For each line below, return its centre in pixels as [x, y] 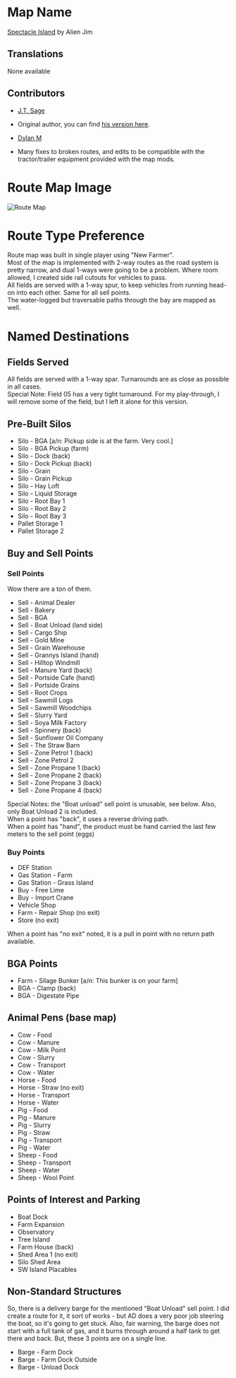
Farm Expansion [41, 1224]
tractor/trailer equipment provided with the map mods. [96, 159]
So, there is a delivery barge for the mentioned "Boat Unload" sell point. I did [118, 1309]
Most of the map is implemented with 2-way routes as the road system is [113, 263]
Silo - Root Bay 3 [42, 516]
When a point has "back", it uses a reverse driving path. [88, 819]
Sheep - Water [39, 1170]
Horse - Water [38, 1102]
